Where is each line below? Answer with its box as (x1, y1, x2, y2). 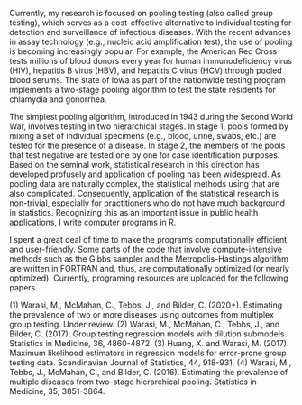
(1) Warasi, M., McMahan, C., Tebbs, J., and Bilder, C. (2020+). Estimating (9, 299, 283, 310)
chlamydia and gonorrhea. (9, 94, 107, 105)
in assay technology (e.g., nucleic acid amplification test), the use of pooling (9, 36, 293, 47)
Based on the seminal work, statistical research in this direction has (9, 160, 260, 170)
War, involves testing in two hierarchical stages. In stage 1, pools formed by (9, 121, 289, 132)
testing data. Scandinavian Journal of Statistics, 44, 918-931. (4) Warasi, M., (9, 357, 292, 368)
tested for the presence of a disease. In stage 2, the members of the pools (9, 140, 286, 151)
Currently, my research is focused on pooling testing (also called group (9, 8, 273, 18)
